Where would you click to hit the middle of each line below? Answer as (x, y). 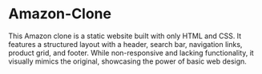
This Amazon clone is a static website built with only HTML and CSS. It (125, 36)
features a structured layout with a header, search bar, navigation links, (125, 44)
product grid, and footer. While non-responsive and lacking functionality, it (131, 53)
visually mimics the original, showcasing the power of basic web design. (127, 61)
